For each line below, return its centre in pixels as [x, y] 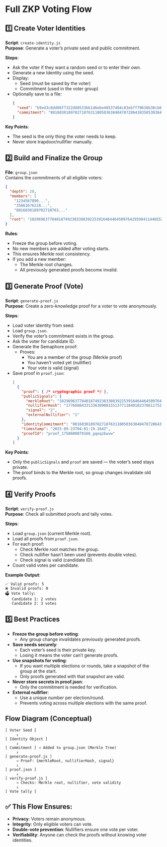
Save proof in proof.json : [38, 373]
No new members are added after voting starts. [61, 249]
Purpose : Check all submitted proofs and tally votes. [59, 514]
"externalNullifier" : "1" [52, 415]
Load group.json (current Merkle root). [52, 534]
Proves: [28, 352]
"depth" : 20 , [23, 192]
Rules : [12, 234]
